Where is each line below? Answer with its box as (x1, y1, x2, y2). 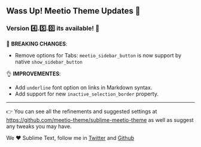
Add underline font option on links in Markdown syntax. (14, 84, 153, 91)
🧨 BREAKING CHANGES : (6, 40, 68, 47)
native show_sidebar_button (14, 58, 83, 65)
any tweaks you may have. (6, 122, 72, 130)
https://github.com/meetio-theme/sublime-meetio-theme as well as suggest (6, 116, 194, 123)
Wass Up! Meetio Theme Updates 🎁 (6, 6, 141, 16)
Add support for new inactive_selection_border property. (14, 90, 159, 97)
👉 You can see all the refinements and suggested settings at (6, 108, 157, 115)
